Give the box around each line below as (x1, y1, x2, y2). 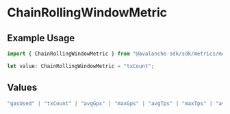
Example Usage (7, 32, 75, 44)
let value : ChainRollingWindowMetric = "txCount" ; (7, 62, 155, 69)
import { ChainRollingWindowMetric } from (7, 50, 130, 57)
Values (7, 82, 38, 93)
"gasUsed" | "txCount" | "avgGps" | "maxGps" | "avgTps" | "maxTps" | (7, 100, 213, 107)
